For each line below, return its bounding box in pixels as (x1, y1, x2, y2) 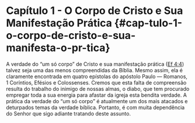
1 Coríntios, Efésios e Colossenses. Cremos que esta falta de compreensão (6, 79, 187, 86)
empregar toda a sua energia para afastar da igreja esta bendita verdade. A (6, 92, 187, 99)
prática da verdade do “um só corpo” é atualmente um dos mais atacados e (6, 97, 188, 104)
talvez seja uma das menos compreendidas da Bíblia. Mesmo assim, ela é (6, 66, 183, 73)
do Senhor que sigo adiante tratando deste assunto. (6, 110, 131, 117)
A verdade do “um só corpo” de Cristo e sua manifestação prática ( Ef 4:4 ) (6, 60, 184, 68)
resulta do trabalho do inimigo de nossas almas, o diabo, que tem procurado (6, 85, 190, 92)
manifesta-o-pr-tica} (6, 41, 110, 55)
